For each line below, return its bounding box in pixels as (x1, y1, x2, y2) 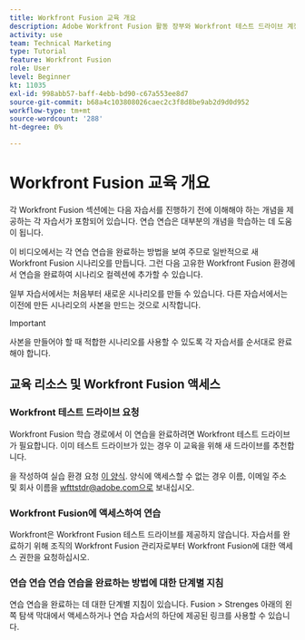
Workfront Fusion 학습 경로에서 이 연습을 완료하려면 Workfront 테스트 (9, 428, 260, 440)
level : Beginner (9, 73, 71, 82)
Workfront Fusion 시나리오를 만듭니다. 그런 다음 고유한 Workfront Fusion (9, 257, 271, 268)
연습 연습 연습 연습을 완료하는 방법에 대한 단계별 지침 (9, 577, 224, 589)
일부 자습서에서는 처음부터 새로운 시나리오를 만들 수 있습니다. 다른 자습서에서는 (9, 287, 289, 299)
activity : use (9, 30, 64, 39)
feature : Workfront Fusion (9, 55, 112, 64)
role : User (9, 64, 51, 73)
